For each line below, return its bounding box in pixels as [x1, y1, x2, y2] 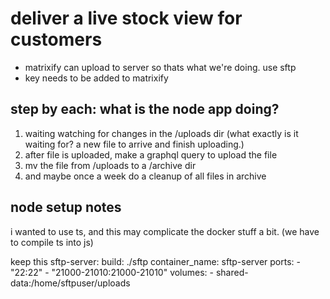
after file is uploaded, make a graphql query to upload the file [24, 148, 278, 161]
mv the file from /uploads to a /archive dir [24, 159, 197, 171]
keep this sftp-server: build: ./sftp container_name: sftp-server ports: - [10, 255, 301, 267]
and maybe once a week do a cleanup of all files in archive [24, 170, 267, 182]
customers [10, 28, 103, 51]
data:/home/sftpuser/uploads [10, 277, 131, 289]
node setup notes [10, 199, 122, 216]
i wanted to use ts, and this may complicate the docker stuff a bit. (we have [10, 225, 320, 237]
